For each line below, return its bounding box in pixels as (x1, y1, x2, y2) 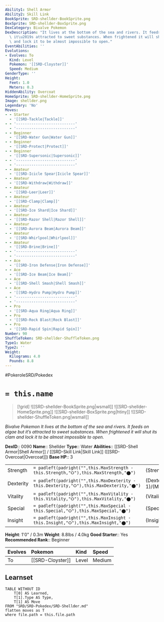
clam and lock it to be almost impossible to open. (5, 434, 104, 440)
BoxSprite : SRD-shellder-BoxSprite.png (5, 21, 86, 26)
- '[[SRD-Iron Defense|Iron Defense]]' (9, 263, 91, 268)
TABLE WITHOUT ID (5, 586, 41, 592)
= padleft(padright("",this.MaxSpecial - (33, 503, 131, 509)
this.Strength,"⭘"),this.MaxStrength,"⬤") (33, 470, 136, 475)
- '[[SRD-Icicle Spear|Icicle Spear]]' (9, 171, 91, 177)
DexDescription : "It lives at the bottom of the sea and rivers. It (5, 30, 147, 35)
